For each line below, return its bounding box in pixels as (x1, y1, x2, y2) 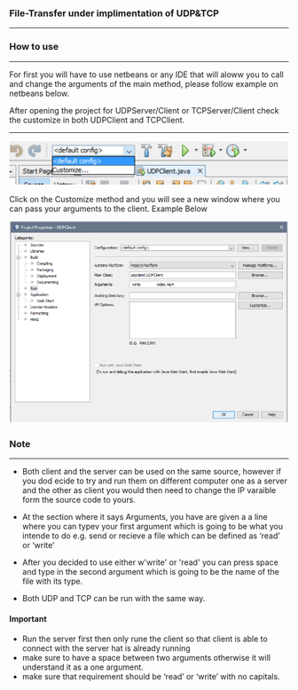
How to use (9, 41, 59, 53)
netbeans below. (9, 88, 70, 98)
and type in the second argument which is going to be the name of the (21, 567, 279, 577)
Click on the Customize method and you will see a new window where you (9, 193, 281, 204)
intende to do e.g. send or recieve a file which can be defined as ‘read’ (21, 530, 281, 541)
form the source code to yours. (21, 495, 136, 506)
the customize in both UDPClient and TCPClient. (9, 114, 185, 125)
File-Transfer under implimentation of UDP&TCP (9, 7, 220, 20)
